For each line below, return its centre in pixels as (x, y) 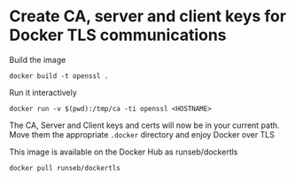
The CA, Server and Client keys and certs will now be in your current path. (145, 125)
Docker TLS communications (118, 35)
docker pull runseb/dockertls (65, 168)
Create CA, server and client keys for (147, 16)
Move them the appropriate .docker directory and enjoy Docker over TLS (142, 134)
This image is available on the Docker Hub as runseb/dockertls (124, 152)
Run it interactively (43, 92)
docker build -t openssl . (59, 76)
